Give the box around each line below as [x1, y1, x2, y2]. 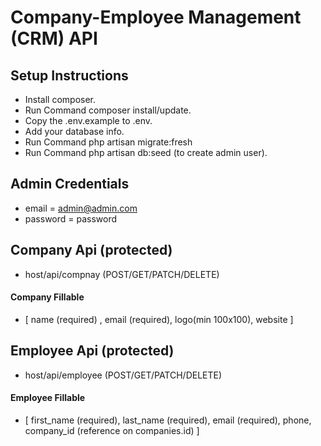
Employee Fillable [10, 392, 86, 404]
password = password [24, 212, 118, 225]
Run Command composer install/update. [24, 104, 192, 116]
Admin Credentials [10, 176, 130, 193]
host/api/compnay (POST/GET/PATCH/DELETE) [24, 268, 220, 280]
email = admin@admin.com [24, 202, 138, 214]
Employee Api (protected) [10, 342, 175, 360]
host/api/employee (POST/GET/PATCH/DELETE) [24, 369, 223, 381]
